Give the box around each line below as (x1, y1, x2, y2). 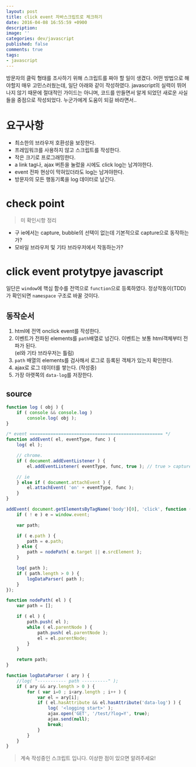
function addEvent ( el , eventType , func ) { (6, 436, 116, 442)
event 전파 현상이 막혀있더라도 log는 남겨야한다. (14, 168, 124, 176)
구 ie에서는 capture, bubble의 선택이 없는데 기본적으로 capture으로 (14, 229, 169, 236)
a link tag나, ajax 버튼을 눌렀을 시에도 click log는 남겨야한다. (14, 161, 153, 168)
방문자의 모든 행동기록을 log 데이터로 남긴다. (14, 176, 116, 183)
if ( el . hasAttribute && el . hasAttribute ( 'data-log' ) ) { (37, 700, 181, 706)
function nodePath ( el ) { (6, 597, 72, 603)
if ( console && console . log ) (16, 410, 93, 415)
